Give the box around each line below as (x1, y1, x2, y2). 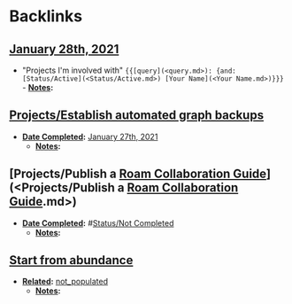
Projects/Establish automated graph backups (9, 108, 264, 123)
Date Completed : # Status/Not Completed (21, 217, 174, 228)
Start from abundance (9, 253, 134, 268)
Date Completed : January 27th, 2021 (21, 131, 158, 142)
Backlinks (9, 6, 83, 27)
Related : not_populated (21, 277, 109, 287)
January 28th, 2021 (9, 42, 119, 57)
